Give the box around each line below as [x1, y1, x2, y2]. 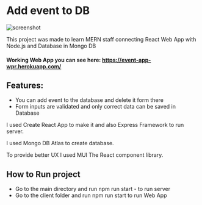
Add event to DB [6, 4, 90, 18]
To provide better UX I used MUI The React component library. [6, 151, 164, 159]
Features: [6, 80, 44, 90]
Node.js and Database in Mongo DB [6, 42, 96, 49]
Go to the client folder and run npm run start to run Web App [15, 192, 167, 199]
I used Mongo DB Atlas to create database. [6, 140, 114, 147]
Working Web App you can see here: [6, 56, 101, 63]
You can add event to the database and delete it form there [15, 96, 164, 104]
